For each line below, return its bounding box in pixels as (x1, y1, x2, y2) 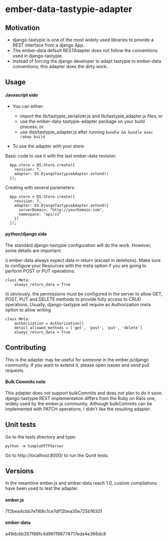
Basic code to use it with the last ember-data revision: (5, 153, 116, 159)
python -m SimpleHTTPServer (5, 443, 64, 449)
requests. (5, 367, 25, 373)
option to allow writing (5, 307, 51, 313)
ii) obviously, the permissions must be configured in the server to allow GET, (5, 291, 163, 297)
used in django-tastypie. (12, 53, 64, 59)
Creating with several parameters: (5, 184, 75, 190)
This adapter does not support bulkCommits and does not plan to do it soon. (5, 390, 163, 396)
